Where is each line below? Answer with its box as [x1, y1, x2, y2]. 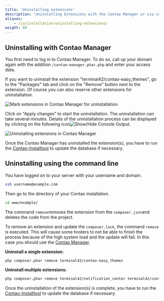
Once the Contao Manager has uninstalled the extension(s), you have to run [5, 140, 158, 146]
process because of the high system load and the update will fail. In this [5, 234, 150, 240]
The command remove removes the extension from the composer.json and [5, 209, 150, 215]
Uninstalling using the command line [5, 159, 119, 168]
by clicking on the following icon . [5, 121, 131, 127]
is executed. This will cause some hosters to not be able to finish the [5, 229, 143, 235]
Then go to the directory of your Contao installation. [5, 191, 110, 196]
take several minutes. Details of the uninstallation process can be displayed [5, 116, 157, 122]
